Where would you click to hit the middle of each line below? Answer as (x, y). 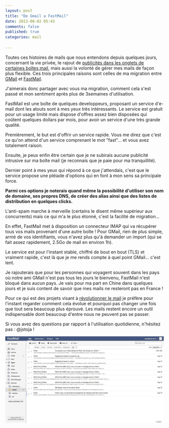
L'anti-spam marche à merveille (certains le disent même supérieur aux (79, 211)
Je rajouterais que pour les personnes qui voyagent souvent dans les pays (82, 272)
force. (11, 181)
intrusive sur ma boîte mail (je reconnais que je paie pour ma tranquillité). (81, 160)
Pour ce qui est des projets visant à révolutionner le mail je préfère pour (79, 298)
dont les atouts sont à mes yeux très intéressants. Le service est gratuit (89, 109)
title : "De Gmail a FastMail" (37, 16)
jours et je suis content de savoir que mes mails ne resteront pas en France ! (84, 288)
